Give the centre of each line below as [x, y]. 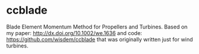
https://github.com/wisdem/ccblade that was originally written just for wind [99, 39]
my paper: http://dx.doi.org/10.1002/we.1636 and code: [74, 33]
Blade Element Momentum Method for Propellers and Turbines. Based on [97, 27]
